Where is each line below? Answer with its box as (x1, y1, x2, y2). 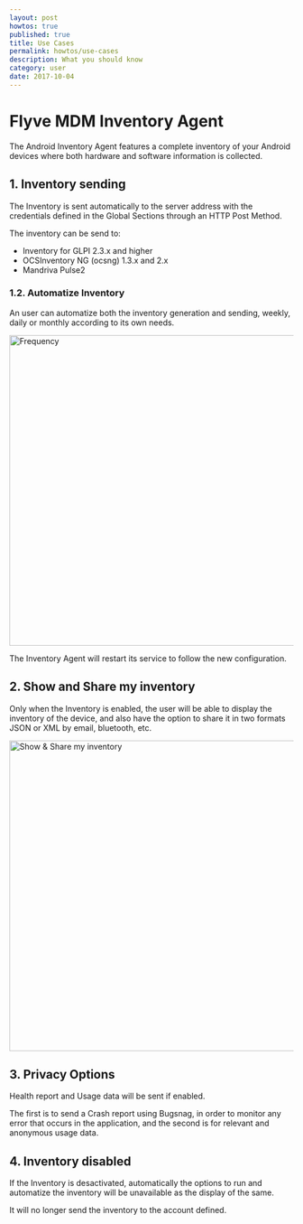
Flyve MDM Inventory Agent (9, 110, 224, 131)
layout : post (9, 13, 59, 23)
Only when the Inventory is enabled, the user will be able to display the (9, 703, 272, 714)
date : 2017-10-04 (9, 72, 75, 81)
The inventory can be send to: (9, 228, 122, 238)
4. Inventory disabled (9, 1154, 132, 1169)
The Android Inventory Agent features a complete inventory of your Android (9, 141, 291, 152)
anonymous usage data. (9, 1127, 99, 1138)
